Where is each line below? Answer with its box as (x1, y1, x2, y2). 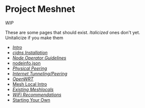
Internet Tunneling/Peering (12, 70, 67, 76)
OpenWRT (12, 76, 34, 82)
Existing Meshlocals (12, 86, 54, 92)
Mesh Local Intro (12, 81, 47, 87)
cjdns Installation (12, 50, 48, 55)
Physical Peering (12, 65, 47, 71)
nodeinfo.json (12, 60, 41, 66)
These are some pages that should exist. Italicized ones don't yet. (5, 29, 141, 35)
